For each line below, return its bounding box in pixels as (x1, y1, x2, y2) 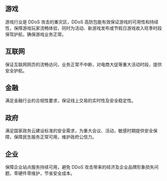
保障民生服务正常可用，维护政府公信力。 (13, 134, 97, 140)
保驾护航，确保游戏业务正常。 (5, 31, 66, 37)
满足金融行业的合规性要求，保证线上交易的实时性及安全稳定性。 (5, 97, 136, 103)
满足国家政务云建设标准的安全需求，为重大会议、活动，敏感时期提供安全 (5, 128, 153, 134)
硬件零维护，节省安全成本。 (18, 171, 75, 177)
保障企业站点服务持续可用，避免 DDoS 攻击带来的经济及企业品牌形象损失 (5, 164, 155, 170)
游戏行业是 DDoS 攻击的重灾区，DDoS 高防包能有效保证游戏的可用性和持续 (5, 19, 159, 25)
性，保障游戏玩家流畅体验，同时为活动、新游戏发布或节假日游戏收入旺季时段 (5, 25, 162, 31)
